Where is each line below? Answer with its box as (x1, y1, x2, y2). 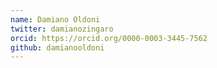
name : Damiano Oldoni (10, 14, 101, 25)
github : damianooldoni (10, 42, 105, 53)
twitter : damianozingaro (10, 24, 114, 34)
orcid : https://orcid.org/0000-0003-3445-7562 (10, 33, 208, 43)
